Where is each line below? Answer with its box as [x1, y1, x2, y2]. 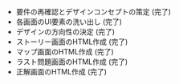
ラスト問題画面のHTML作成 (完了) [15, 57, 128, 66]
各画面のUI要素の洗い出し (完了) [15, 17, 123, 26]
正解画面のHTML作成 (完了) [15, 67, 107, 76]
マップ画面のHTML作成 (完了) [15, 47, 114, 56]
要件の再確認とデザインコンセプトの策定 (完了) [15, 7, 171, 16]
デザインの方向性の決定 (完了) [15, 27, 115, 36]
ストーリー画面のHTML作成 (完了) [15, 37, 128, 46]
